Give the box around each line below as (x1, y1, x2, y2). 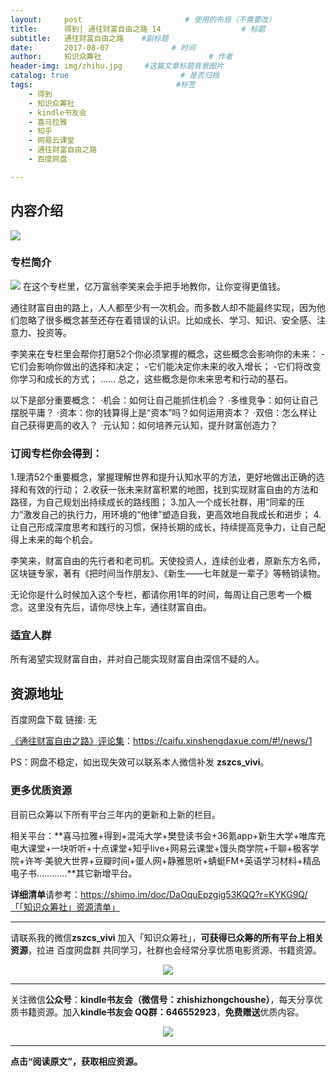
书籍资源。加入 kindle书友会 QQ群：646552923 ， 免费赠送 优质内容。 (18, 1006, 305, 1018)
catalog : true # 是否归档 (10, 71, 220, 81)
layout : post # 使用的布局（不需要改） (10, 14, 277, 25)
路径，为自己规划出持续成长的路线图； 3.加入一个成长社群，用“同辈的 (10, 496, 297, 508)
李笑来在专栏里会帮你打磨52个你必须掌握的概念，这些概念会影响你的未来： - (10, 347, 326, 360)
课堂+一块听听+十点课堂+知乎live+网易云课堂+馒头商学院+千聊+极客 (27, 842, 311, 854)
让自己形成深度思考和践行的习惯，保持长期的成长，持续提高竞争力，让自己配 (10, 521, 326, 533)
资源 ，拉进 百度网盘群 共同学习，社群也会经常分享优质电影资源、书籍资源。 (10, 944, 322, 956)
